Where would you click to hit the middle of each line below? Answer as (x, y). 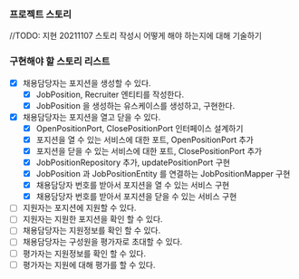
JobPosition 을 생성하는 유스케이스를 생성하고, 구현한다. (135, 105)
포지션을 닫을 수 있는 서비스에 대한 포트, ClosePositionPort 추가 (149, 150)
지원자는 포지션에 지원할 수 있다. (79, 208)
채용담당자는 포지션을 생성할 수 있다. (87, 82)
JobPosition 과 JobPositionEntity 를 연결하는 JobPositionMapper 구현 (163, 174)
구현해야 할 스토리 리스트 (60, 62)
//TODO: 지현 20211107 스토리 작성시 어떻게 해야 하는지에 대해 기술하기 (136, 36)
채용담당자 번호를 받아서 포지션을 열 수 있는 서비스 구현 (133, 185)
